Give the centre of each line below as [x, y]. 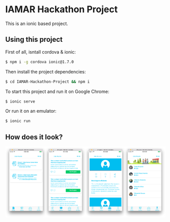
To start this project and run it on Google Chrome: [57, 91]
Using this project [34, 40]
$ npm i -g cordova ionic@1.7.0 [39, 62]
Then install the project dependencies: [46, 71]
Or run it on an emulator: [31, 111]
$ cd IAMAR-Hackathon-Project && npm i [48, 82]
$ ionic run [18, 121]
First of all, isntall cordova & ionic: [41, 52]
